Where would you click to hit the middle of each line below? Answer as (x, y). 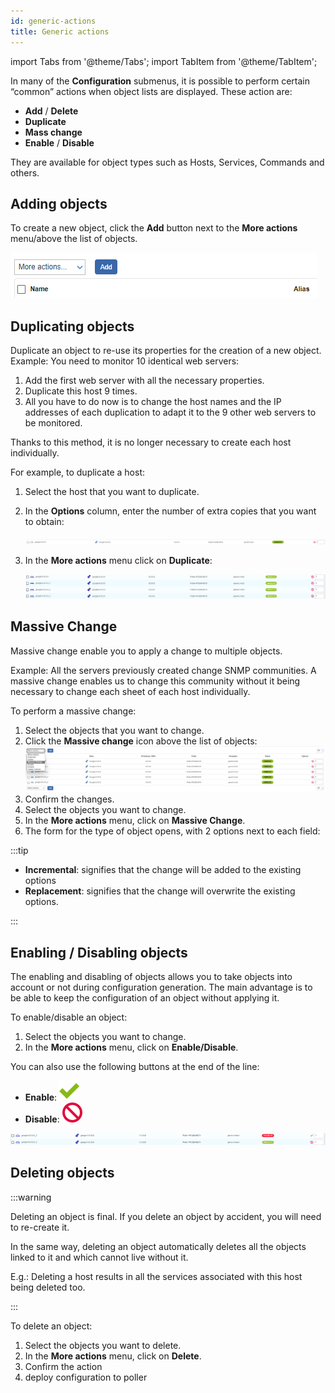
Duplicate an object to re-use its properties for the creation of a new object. (166, 351)
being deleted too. (48, 1287)
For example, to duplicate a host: (78, 472)
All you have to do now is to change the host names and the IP (153, 402)
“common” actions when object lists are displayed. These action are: (151, 91)
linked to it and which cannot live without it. (99, 1257)
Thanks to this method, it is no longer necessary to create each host (151, 442)
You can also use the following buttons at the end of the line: (135, 1067)
